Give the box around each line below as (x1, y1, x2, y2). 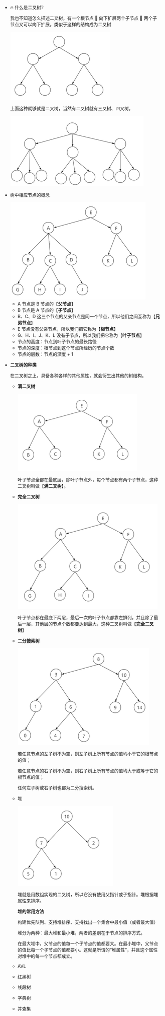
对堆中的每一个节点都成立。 (17, 953, 75, 959)
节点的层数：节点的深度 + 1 (17, 351, 74, 357)
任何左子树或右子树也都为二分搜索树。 (17, 784, 97, 790)
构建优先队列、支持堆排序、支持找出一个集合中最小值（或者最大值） (17, 919, 158, 925)
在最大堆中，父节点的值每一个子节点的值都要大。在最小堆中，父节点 (17, 940, 158, 947)
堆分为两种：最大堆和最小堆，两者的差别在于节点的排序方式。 (17, 930, 145, 935)
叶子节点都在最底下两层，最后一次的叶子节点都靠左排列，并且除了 (17, 614, 154, 620)
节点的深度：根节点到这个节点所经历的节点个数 (17, 344, 114, 351)
